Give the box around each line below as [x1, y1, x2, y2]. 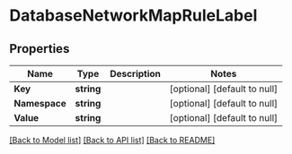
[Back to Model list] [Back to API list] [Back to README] [9, 135, 216, 145]
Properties [9, 41, 70, 56]
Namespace [13, 98, 67, 109]
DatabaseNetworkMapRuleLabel [9, 5, 258, 26]
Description [109, 68, 162, 80]
